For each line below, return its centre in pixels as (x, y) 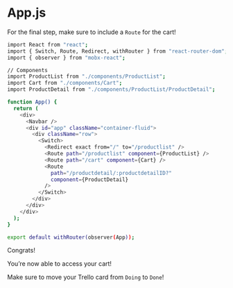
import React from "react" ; (48, 44)
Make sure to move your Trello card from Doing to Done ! (86, 277)
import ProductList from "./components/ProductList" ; (87, 77)
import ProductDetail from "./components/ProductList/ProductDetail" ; (111, 90)
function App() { (32, 102)
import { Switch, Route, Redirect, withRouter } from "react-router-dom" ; (118, 51)
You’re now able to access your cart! (60, 264)
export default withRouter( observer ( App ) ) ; (71, 237)
